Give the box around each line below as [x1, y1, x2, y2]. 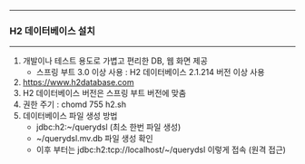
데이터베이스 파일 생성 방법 [22, 111, 118, 121]
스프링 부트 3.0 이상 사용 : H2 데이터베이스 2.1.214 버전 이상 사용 [35, 67, 265, 78]
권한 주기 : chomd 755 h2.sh [22, 99, 127, 110]
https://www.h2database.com [22, 77, 134, 88]
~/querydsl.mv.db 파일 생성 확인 [35, 133, 153, 144]
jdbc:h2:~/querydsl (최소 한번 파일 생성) [35, 121, 182, 132]
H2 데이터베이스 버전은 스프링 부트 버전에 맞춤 [22, 88, 187, 99]
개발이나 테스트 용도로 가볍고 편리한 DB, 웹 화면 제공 [22, 55, 209, 66]
